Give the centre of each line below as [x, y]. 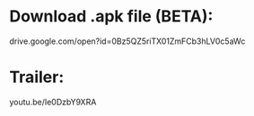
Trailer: [37, 77]
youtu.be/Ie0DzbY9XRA [53, 102]
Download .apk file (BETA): [111, 17]
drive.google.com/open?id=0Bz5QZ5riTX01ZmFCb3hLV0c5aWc [127, 41]
